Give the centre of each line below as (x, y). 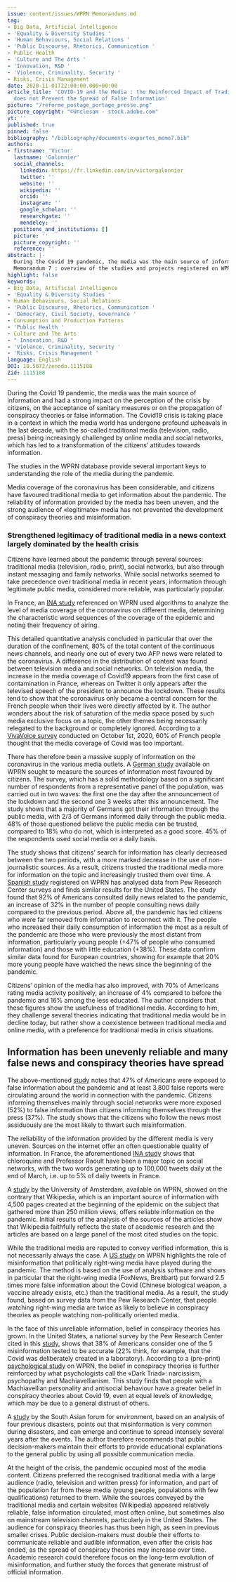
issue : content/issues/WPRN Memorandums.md (72, 14)
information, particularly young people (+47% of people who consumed (111, 942)
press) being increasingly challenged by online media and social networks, (115, 437)
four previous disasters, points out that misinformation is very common (110, 1424)
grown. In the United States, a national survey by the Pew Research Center (115, 1336)
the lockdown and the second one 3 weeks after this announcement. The (113, 802)
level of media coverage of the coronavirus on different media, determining (116, 610)
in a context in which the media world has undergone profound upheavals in (117, 423)
